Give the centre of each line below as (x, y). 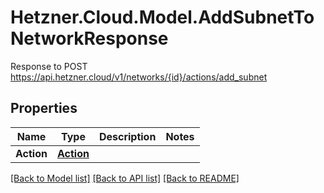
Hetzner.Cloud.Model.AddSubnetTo (162, 17)
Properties (44, 108)
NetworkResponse (89, 38)
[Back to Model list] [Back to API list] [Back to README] (125, 178)
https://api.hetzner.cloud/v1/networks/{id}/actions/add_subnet (139, 77)
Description (127, 136)
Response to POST (49, 66)
